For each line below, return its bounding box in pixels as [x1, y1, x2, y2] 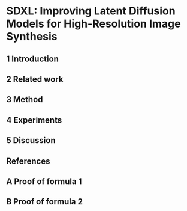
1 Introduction [6, 54, 59, 64]
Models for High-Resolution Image [6, 17, 181, 31]
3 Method [6, 94, 43, 105]
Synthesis [6, 30, 58, 43]
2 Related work [6, 74, 64, 84]
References [6, 156, 50, 166]
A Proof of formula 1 [6, 176, 82, 186]
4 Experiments [6, 115, 62, 125]
